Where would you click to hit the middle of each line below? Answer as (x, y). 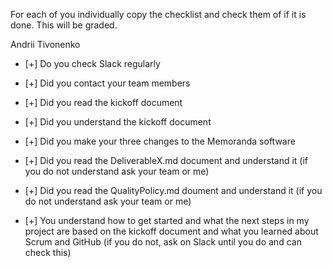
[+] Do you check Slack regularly (92, 63)
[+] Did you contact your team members (107, 83)
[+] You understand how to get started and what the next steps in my (167, 220)
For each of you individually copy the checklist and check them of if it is (158, 14)
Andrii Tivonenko (45, 44)
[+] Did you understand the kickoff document (118, 122)
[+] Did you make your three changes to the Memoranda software (160, 141)
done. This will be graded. (64, 25)
